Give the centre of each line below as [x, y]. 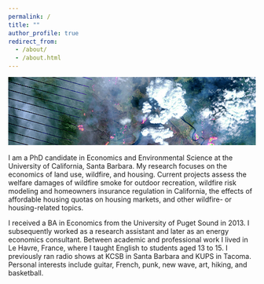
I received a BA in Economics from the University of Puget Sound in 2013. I [129, 223]
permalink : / [29, 16]
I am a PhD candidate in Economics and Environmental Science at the [121, 158]
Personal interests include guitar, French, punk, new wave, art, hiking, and [128, 264]
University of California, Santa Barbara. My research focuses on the [118, 166]
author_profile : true [44, 33]
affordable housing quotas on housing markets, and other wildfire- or [120, 199]
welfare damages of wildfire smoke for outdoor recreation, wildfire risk [123, 182]
